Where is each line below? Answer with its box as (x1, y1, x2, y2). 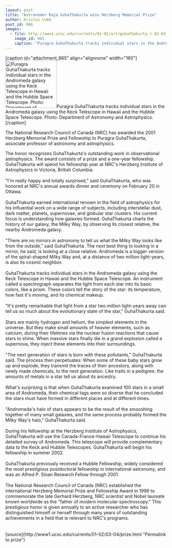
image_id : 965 (14, 36, 45, 41)
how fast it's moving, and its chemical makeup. (5, 291, 104, 298)
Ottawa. (5, 188, 22, 195)
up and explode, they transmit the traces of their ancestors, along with (5, 362, 154, 369)
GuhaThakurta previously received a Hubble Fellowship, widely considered (5, 460, 163, 467)
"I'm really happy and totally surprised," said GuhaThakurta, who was (5, 177, 151, 183)
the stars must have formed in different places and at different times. (5, 395, 150, 401)
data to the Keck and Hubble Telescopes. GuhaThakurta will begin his (5, 444, 152, 450)
